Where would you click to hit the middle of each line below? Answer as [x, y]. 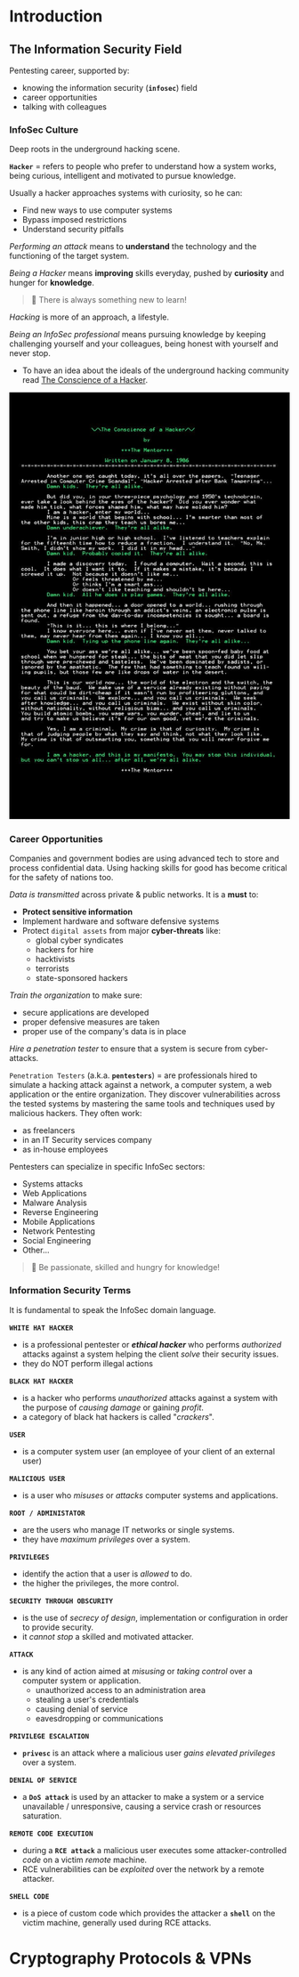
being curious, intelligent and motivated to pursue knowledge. [123, 176]
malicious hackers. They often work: [76, 1114]
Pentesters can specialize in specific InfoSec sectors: [107, 1167]
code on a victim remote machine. [85, 1860]
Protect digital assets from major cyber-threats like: [121, 931]
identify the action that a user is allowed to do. [107, 1574]
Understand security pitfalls [73, 230]
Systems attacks [53, 1184]
